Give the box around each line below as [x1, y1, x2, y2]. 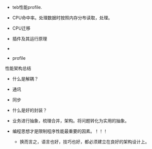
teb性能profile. [12, 4, 42, 10]
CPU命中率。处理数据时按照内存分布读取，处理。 [12, 15, 113, 21]
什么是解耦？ [12, 76, 38, 81]
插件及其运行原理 [12, 36, 47, 41]
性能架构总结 [5, 66, 31, 71]
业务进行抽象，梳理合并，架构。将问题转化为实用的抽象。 [12, 118, 129, 123]
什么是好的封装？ [12, 108, 47, 113]
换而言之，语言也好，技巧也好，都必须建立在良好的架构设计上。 [19, 139, 150, 145]
